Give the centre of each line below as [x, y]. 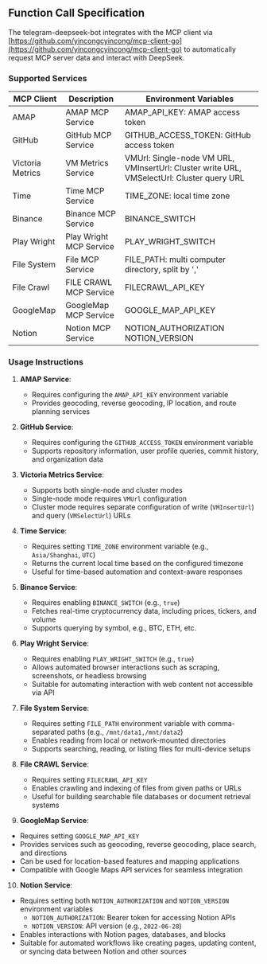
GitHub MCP [89, 135]
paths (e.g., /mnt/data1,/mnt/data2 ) [125, 732]
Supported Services [48, 78]
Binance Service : [48, 587]
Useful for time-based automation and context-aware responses [137, 572]
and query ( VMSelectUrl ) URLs [81, 516]
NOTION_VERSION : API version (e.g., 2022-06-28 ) [106, 926]
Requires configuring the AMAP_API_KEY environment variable [130, 395]
